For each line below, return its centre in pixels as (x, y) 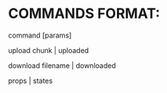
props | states (31, 80)
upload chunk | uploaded (49, 50)
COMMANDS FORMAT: (84, 14)
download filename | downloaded (62, 65)
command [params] (40, 35)
